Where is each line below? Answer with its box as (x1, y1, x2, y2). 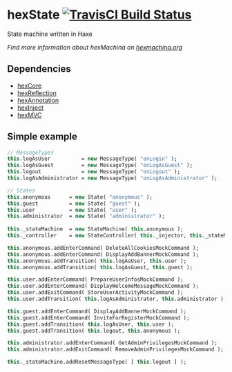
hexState (7, 7, 60, 23)
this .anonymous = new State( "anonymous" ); (7, 193, 153, 200)
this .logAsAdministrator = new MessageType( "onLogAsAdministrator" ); (7, 175, 217, 182)
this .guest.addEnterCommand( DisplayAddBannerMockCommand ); (7, 308, 187, 315)
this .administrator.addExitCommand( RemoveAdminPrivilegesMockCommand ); (7, 346, 224, 353)
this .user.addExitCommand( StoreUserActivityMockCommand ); (7, 289, 184, 296)
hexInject (17, 104, 43, 112)
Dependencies (7, 63, 71, 75)
